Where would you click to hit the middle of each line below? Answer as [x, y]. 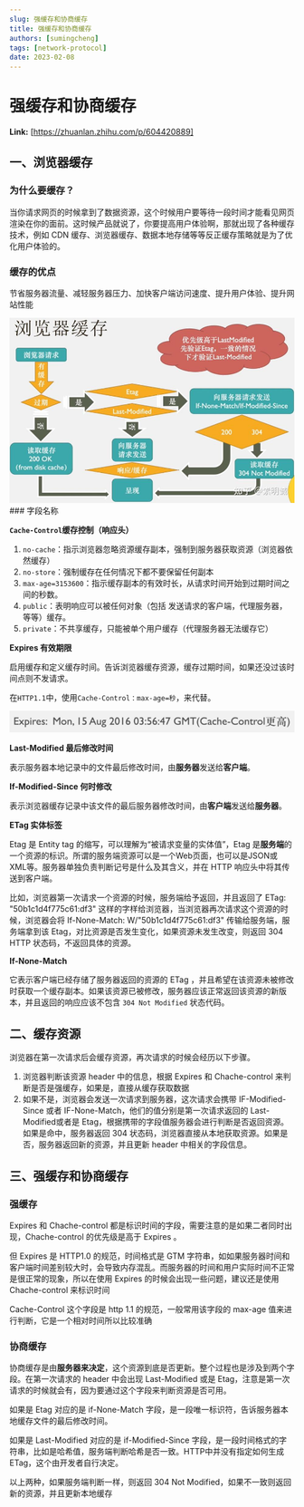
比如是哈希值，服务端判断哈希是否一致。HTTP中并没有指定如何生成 [159, 1452]
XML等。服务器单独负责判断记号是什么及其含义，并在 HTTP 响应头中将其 [146, 867]
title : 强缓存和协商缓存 [51, 29]
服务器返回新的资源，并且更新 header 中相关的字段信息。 [145, 1145]
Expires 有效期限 [41, 648]
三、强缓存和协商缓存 [69, 1176]
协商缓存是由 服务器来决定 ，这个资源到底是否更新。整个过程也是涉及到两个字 [152, 1367]
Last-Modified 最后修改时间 [62, 749]
